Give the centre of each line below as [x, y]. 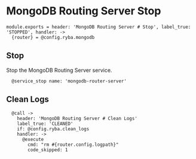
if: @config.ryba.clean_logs [53, 129]
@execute [33, 139]
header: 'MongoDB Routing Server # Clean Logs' [77, 118]
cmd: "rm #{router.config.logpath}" [73, 145]
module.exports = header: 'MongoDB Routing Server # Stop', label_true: [99, 27]
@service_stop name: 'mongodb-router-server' [69, 81]
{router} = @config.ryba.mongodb [53, 37]
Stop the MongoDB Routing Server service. [59, 70]
